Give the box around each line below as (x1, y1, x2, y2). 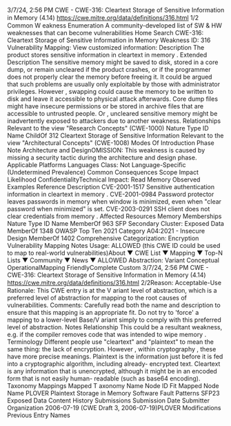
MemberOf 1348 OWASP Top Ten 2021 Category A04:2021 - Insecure (7, 227, 205, 235)
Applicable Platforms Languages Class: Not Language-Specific (7, 161, 186, 168)
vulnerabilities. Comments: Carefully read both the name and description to (7, 301, 221, 309)
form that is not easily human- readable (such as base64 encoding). (7, 374, 201, 383)
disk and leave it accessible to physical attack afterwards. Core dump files (7, 95, 219, 103)
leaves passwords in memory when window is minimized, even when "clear (7, 197, 222, 206)
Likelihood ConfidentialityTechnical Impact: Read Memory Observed (7, 175, 201, 184)
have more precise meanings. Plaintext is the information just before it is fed (7, 352, 223, 360)
